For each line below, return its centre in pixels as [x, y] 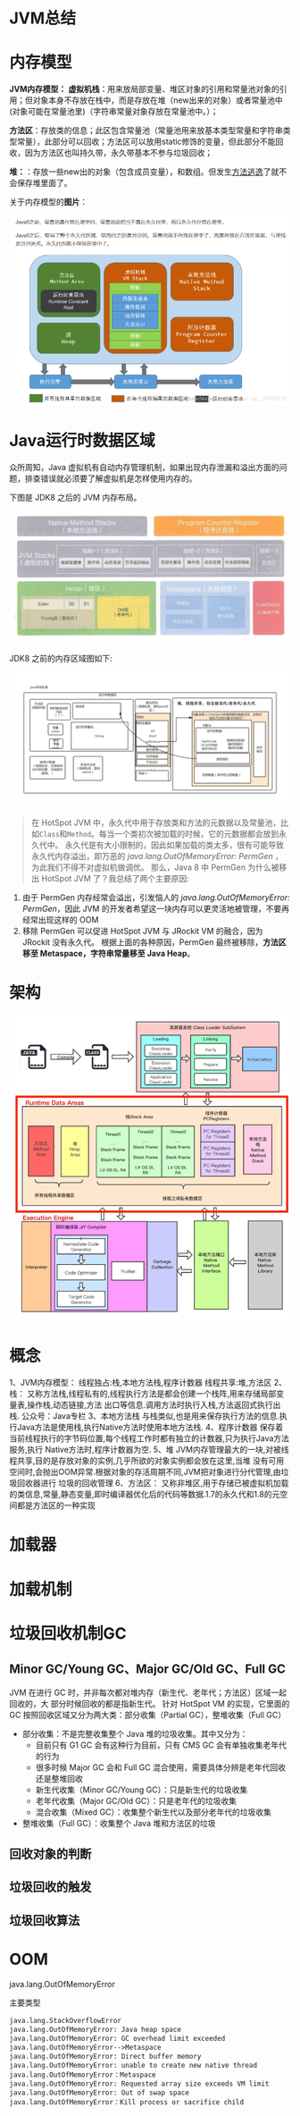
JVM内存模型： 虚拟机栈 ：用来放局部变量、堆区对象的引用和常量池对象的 [144, 89]
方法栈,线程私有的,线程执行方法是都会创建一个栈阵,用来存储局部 [159, 1394]
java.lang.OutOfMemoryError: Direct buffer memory [105, 2056]
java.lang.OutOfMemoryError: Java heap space [95, 2029]
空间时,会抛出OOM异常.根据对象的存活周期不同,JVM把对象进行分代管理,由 [145, 1472]
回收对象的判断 [50, 1854]
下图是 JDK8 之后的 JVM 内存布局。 [75, 497]
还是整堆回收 [59, 1778]
